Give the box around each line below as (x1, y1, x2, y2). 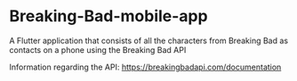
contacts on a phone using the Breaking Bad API (9, 44, 187, 55)
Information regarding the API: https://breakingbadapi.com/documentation (9, 62, 282, 72)
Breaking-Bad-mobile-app (9, 6, 208, 26)
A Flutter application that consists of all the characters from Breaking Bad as (9, 35, 289, 46)
